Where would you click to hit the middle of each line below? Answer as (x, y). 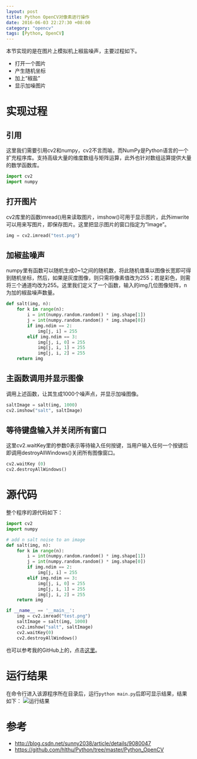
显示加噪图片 (30, 85)
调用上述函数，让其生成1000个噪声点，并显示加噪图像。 (74, 394)
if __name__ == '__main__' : (41, 610)
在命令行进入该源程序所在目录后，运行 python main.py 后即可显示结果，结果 (97, 694)
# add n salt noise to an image (46, 540)
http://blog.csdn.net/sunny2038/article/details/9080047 (83, 744)
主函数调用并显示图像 (45, 379)
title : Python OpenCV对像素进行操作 (48, 17)
